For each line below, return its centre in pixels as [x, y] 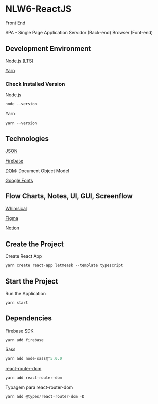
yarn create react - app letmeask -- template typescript [64, 266]
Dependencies [29, 319]
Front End [15, 23]
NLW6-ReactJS [38, 9]
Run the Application [26, 293]
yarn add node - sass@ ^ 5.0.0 [34, 359]
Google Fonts [19, 180]
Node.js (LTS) [19, 61]
